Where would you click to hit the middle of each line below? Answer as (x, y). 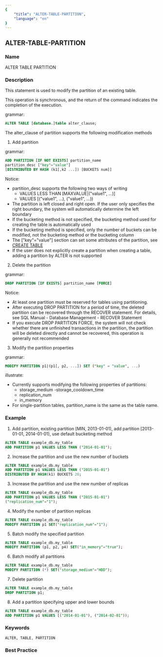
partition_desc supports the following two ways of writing (70, 188)
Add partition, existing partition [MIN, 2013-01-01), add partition (76, 428)
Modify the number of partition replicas (51, 511)
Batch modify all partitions (38, 557)
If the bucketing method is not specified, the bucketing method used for (84, 219)
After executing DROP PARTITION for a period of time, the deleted (78, 307)
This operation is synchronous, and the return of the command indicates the (81, 100)
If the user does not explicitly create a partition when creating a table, (82, 250)
